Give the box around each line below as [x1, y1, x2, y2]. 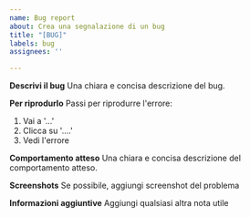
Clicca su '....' [22, 125, 73, 137]
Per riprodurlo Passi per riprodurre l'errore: [9, 98, 173, 109]
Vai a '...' [22, 116, 55, 127]
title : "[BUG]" [9, 30, 68, 39]
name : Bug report [9, 13, 76, 23]
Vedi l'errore [22, 135, 70, 146]
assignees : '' [9, 47, 64, 57]
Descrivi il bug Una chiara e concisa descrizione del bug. [9, 80, 225, 91]
